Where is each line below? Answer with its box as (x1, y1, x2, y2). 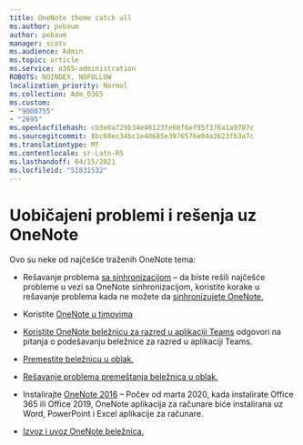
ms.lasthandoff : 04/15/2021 (9, 157, 116, 167)
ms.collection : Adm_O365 (9, 89, 104, 98)
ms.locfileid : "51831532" (9, 166, 107, 175)
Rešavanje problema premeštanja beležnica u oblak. (22, 371, 218, 382)
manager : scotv (9, 38, 67, 48)
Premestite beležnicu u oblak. (22, 354, 135, 365)
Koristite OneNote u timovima (22, 308, 134, 319)
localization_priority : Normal (9, 81, 128, 90)
